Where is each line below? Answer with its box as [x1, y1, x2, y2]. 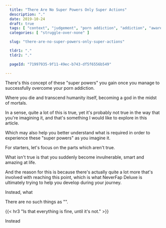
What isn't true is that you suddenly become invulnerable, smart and [5, 154, 144, 160]
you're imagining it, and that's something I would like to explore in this [5, 114, 147, 120]
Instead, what [5, 189, 33, 195]
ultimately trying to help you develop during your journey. [5, 179, 122, 185]
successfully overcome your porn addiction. [5, 85, 95, 91]
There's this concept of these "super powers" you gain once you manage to [5, 80, 160, 86]
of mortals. [5, 100, 27, 106]
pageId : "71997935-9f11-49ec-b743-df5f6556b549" [9, 61, 112, 67]
